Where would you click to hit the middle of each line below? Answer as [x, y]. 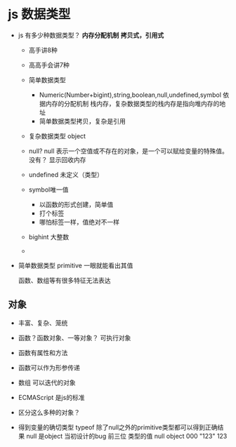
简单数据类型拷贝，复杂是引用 [82, 121]
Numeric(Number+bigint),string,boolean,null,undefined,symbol [130, 95]
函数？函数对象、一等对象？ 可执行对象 [74, 338]
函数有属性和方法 [43, 352]
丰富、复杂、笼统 [43, 323]
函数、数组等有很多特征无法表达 [64, 280]
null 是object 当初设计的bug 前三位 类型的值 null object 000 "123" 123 [127, 436]
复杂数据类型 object [57, 136]
